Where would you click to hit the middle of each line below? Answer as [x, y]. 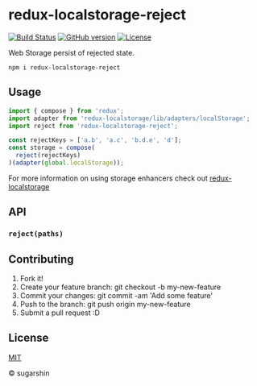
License [29, 338]
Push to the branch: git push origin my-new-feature [105, 304]
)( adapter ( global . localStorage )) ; [66, 163]
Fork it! [32, 278]
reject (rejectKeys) [48, 156]
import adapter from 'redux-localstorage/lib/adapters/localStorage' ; [129, 118]
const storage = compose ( [52, 148]
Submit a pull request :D [60, 313]
